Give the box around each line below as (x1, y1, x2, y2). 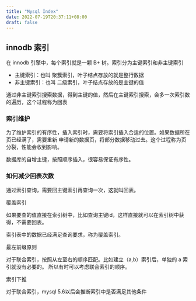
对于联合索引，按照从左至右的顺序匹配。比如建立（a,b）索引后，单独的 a (6, 255, 182, 263)
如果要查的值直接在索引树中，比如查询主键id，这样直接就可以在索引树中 (6, 211, 179, 218)
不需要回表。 (16, 219, 47, 226)
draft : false (6, 19, 38, 25)
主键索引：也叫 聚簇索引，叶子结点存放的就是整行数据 (14, 71, 144, 79)
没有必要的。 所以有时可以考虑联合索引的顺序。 (16, 263, 130, 270)
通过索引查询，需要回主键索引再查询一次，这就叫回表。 (6, 186, 139, 193)
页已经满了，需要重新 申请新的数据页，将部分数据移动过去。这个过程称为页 (6, 136, 187, 143)
